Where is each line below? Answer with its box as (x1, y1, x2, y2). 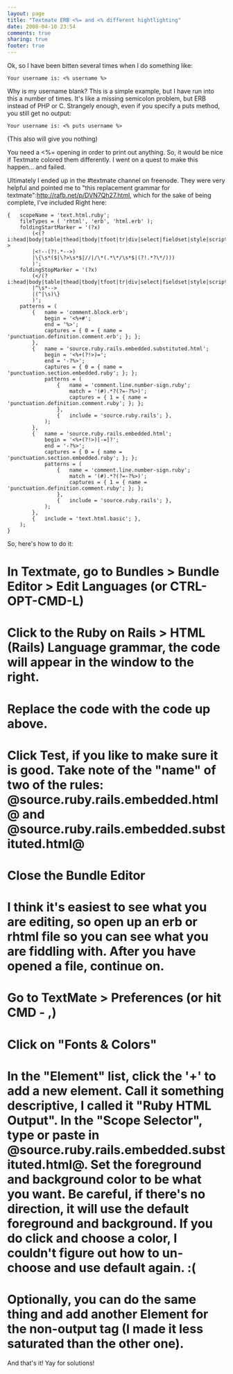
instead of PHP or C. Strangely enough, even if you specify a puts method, (7, 102, 221, 110)
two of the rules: (7, 777, 104, 793)
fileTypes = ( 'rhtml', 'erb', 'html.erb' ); (19, 218, 154, 225)
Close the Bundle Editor (7, 868, 146, 883)
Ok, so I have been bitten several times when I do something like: (7, 62, 193, 69)
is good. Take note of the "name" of (7, 762, 216, 778)
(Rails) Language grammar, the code (7, 639, 221, 655)
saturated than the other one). (7, 1336, 184, 1351)
